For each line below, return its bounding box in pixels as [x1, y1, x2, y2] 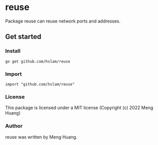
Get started [5, 32, 41, 41]
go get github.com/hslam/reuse [5, 59, 70, 64]
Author [5, 122, 23, 129]
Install [5, 47, 21, 54]
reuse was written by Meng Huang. [5, 134, 77, 140]
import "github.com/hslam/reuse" [5, 81, 75, 86]
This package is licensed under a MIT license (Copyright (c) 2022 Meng [5, 104, 153, 111]
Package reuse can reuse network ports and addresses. [5, 18, 121, 24]
